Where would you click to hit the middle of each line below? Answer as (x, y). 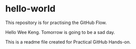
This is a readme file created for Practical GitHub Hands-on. (68, 42)
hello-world (31, 9)
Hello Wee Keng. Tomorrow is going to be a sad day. (60, 32)
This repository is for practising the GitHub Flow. (56, 22)
